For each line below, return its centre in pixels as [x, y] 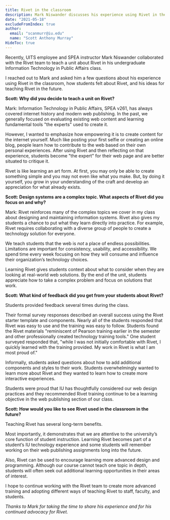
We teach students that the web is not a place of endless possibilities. [78, 243]
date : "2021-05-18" [26, 19]
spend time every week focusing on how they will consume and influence [82, 254]
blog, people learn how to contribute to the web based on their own [75, 145]
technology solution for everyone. [40, 233]
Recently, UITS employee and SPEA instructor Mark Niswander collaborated [84, 57]
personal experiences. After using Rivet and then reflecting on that [75, 150]
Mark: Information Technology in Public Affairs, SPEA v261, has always [79, 108]
